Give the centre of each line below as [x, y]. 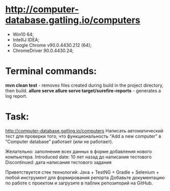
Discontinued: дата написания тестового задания [59, 162]
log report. [16, 96]
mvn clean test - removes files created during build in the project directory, [84, 85]
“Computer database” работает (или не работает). [59, 142]
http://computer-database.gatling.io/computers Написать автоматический [84, 130]
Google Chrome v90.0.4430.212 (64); [52, 45]
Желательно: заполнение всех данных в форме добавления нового [79, 151]
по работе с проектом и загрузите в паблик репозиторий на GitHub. [79, 183]
